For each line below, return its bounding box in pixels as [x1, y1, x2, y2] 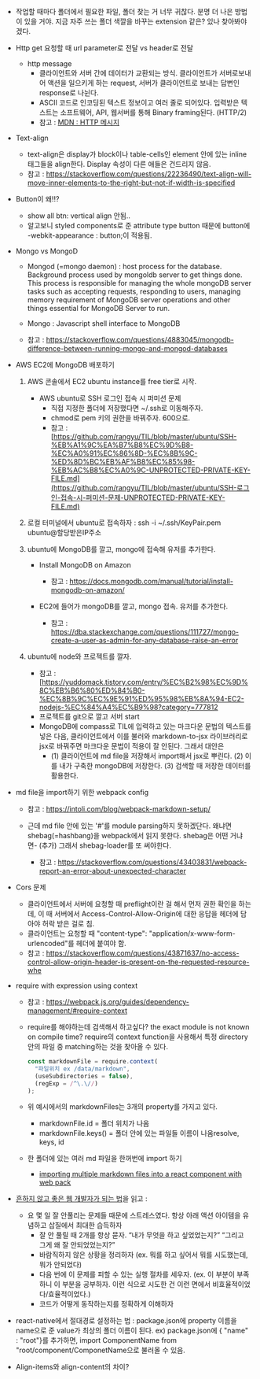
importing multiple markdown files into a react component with [38, 1170, 242, 1179]
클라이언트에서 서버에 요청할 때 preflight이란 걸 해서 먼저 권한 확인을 [27, 900, 237, 908]
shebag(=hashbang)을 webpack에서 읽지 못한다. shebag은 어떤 [27, 831, 229, 840]
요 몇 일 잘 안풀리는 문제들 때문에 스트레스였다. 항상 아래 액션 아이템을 [27, 1211, 241, 1220]
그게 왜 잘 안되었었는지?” [38, 1240, 115, 1250]
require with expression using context [15, 981, 138, 990]
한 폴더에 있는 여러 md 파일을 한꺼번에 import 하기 [27, 1154, 182, 1163]
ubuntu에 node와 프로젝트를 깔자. [27, 652, 132, 661]
